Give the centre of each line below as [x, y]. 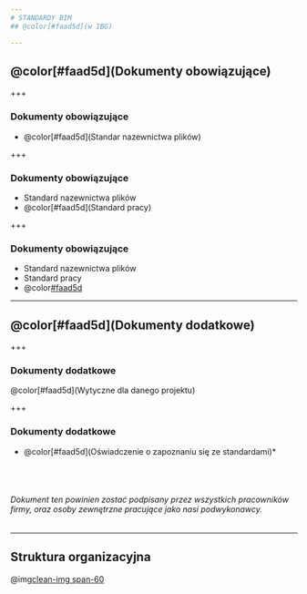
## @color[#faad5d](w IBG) [61, 26]
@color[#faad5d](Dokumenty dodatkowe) [133, 325]
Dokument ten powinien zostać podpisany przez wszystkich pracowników [150, 500]
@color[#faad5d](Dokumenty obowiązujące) [141, 71]
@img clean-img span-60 [57, 579]
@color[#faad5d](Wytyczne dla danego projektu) [103, 390]
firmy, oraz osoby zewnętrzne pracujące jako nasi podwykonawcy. [136, 509]
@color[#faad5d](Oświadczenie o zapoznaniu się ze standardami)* [150, 451]
